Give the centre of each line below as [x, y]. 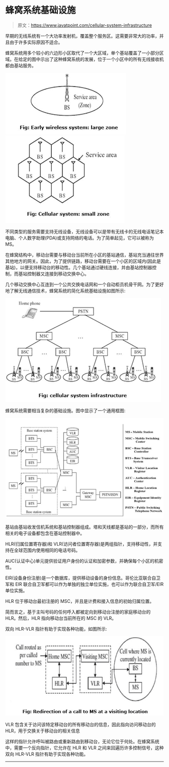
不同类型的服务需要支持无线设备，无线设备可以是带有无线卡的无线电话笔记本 [84, 232]
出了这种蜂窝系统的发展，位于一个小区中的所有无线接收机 [104, 59]
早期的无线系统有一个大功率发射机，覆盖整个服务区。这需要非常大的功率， [82, 36]
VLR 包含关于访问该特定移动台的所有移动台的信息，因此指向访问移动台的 [80, 725]
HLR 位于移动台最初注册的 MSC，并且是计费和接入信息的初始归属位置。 [80, 601]
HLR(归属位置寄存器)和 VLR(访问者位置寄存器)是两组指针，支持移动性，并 [81, 544]
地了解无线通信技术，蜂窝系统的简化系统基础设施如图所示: [65, 290]
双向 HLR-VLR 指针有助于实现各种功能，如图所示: [56, 629]
